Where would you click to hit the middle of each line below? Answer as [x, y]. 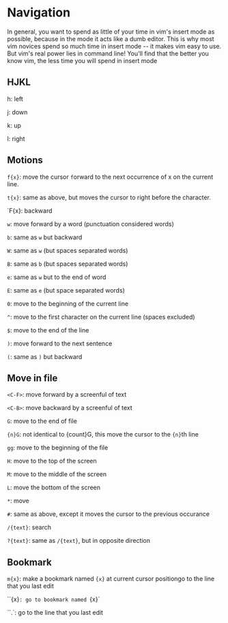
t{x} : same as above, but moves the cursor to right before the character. [109, 197]
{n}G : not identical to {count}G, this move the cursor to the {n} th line [103, 435]
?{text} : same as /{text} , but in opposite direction [79, 541]
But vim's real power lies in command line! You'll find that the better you [108, 53]
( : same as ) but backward [45, 356]
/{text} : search [29, 527]
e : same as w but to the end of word [57, 277]
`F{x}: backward [30, 210]
